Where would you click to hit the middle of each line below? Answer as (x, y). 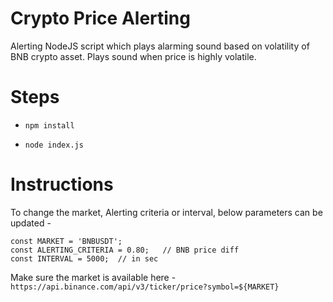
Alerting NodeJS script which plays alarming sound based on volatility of (160, 46)
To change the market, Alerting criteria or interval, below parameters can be (166, 212)
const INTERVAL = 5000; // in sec (84, 258)
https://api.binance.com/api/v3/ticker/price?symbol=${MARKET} (145, 287)
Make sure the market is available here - (93, 277)
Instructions (62, 184)
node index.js (54, 145)
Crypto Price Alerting (100, 18)
